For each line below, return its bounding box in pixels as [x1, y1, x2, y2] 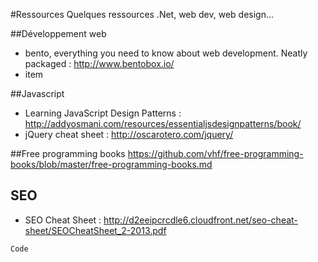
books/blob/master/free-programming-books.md [10, 159, 213, 170]
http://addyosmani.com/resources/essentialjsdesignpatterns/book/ [24, 118, 302, 129]
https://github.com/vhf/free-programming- [127, 148, 304, 159]
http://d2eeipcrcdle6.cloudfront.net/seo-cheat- [103, 214, 298, 226]
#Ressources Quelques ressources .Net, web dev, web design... [10, 9, 275, 20]
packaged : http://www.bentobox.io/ [24, 58, 175, 69]
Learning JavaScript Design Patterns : [24, 107, 182, 119]
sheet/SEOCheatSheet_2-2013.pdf [24, 224, 167, 236]
